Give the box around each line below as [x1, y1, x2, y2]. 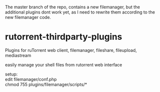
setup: [5, 71, 18, 77]
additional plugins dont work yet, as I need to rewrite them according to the [5, 9, 155, 15]
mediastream [5, 52, 32, 58]
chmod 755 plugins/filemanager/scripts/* [5, 81, 87, 87]
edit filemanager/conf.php [5, 76, 57, 82]
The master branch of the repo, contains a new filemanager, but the [5, 4, 140, 10]
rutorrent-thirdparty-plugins [5, 31, 122, 43]
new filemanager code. [5, 15, 51, 20]
